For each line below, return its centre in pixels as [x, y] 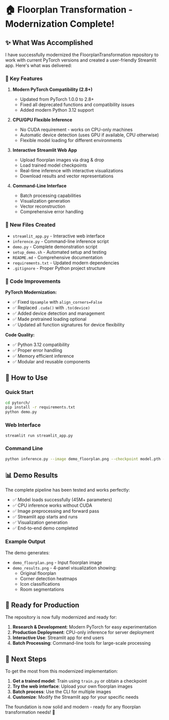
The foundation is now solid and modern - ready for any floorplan [73, 707]
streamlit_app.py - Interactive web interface [59, 236]
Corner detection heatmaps [49, 579]
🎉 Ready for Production [42, 605]
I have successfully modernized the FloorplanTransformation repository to [82, 55]
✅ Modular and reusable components [51, 361]
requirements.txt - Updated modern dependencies [66, 263]
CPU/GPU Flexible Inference [42, 120]
